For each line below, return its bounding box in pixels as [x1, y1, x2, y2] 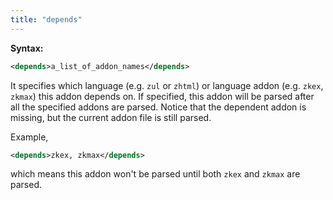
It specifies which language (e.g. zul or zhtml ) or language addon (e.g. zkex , [10, 79, 324, 91]
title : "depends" [10, 14, 83, 25]
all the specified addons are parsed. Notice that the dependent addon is [10, 101, 307, 113]
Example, [10, 131, 49, 143]
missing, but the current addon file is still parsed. [10, 111, 212, 123]
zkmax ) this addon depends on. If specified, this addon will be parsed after [10, 90, 315, 102]
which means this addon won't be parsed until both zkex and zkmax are [10, 168, 301, 180]
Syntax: [10, 42, 44, 54]
